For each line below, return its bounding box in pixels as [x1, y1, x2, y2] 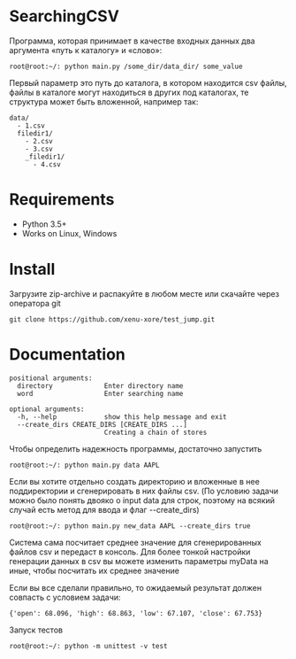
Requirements [9, 190, 115, 210]
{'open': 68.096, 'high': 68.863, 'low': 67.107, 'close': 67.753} [9, 609, 263, 617]
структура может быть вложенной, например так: [9, 96, 199, 107]
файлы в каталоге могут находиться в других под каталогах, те [9, 87, 249, 97]
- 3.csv [25, 144, 53, 153]
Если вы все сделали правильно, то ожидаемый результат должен [9, 582, 262, 593]
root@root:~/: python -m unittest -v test [9, 641, 168, 650]
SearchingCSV [9, 6, 119, 27]
